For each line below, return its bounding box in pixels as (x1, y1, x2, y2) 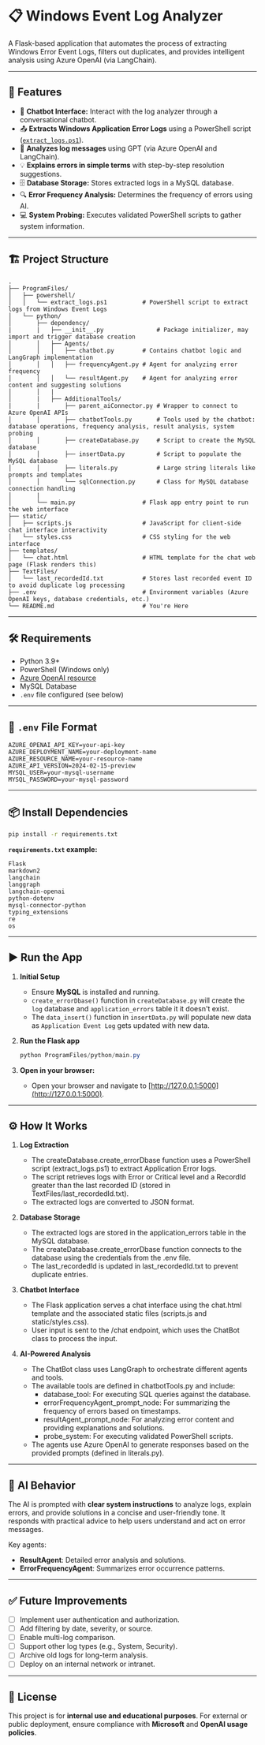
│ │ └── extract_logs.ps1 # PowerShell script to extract (8, 298, 248, 306)
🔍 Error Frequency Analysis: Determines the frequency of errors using (19, 189, 253, 199)
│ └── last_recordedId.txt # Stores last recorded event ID (8, 574, 252, 582)
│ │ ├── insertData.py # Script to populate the (8, 450, 242, 458)
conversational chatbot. (19, 114, 97, 124)
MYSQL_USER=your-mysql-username (8, 769, 114, 777)
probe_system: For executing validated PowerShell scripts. (43, 1432, 234, 1441)
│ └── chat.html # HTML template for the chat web (8, 554, 256, 562)
